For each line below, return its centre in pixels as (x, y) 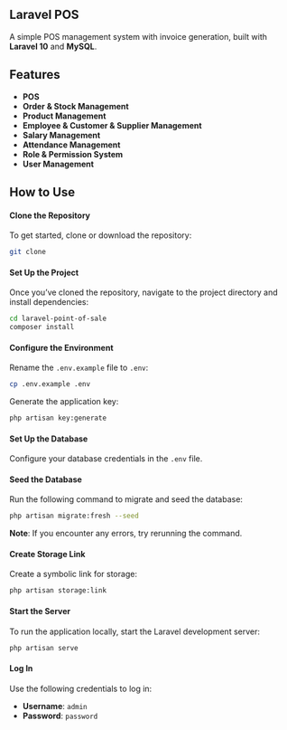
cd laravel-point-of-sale (58, 319)
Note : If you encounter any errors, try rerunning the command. (126, 534)
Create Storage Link (47, 554)
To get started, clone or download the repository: (101, 235)
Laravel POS (44, 15)
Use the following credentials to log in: (81, 688)
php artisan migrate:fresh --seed (74, 516)
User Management (58, 164)
